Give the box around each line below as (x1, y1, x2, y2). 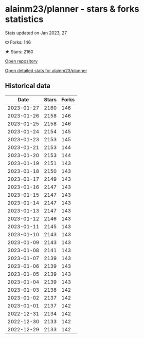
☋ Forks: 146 (5, 39, 31, 45)
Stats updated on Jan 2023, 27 (5, 30, 67, 36)
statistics (5, 14, 44, 25)
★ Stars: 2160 (5, 49, 34, 55)
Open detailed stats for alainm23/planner (5, 67, 88, 74)
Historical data (5, 82, 51, 90)
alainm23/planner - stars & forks (5, 3, 140, 15)
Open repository (5, 58, 38, 64)
